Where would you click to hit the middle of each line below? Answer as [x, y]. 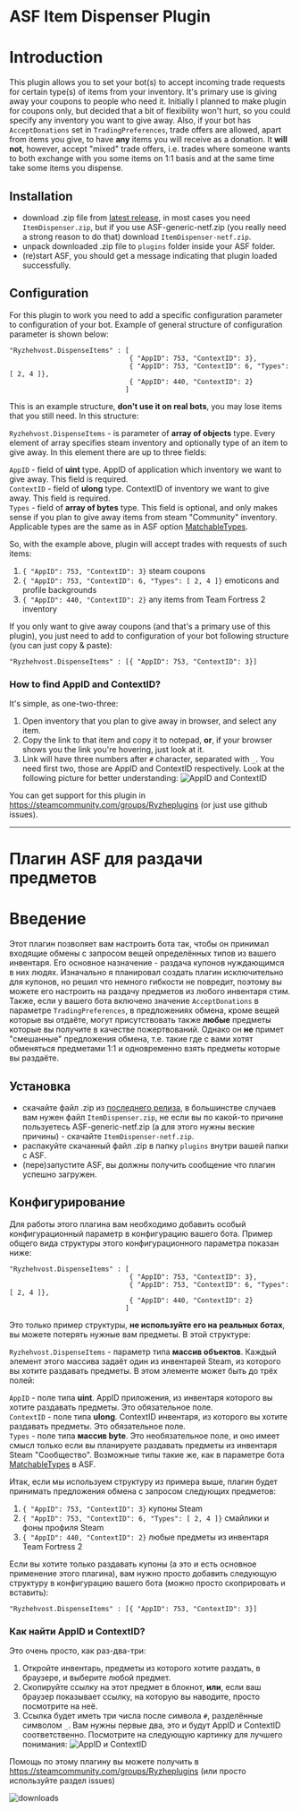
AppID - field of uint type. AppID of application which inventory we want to [146, 469]
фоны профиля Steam [63, 1527]
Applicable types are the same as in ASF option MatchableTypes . [129, 527]
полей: [22, 1380]
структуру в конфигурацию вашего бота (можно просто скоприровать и [147, 1583]
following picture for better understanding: [100, 778]
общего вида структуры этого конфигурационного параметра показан [144, 1243]
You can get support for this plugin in [77, 795]
